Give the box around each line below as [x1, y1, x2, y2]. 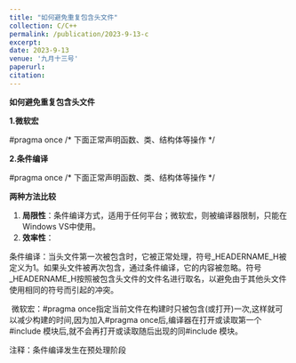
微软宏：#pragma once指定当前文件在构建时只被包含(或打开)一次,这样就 [11, 303, 276, 314]
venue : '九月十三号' [9, 54, 78, 63]
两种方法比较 [9, 190, 56, 201]
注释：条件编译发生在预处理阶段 [9, 344, 126, 355]
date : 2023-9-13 [9, 46, 69, 55]
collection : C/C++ [9, 21, 77, 30]
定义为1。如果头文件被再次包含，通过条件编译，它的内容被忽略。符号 [9, 262, 262, 272]
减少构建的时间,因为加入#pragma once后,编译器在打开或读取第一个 [16, 314, 262, 325]
